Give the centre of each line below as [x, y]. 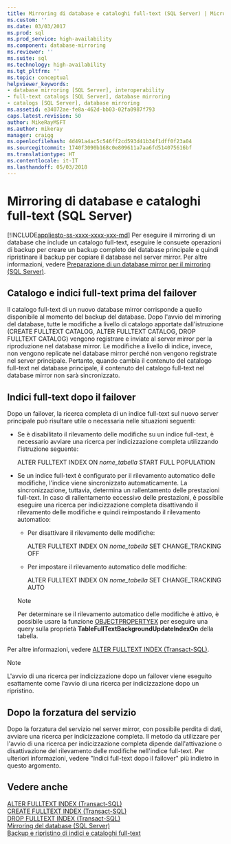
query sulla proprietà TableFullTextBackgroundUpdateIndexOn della [115, 629]
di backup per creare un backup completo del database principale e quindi [113, 249]
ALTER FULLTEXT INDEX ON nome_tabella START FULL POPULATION [116, 463]
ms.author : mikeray [35, 129]
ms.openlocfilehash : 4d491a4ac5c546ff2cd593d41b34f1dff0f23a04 [100, 142]
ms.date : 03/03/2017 [37, 26]
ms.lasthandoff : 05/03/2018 [47, 167]
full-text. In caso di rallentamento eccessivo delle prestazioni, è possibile [120, 498]
